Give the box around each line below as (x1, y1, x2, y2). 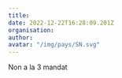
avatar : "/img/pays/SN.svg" (8, 41, 101, 49)
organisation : (8, 26, 55, 34)
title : (8, 11, 30, 20)
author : (8, 33, 34, 42)
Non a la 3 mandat (8, 62, 68, 72)
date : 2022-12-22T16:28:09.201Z (8, 19, 114, 27)
